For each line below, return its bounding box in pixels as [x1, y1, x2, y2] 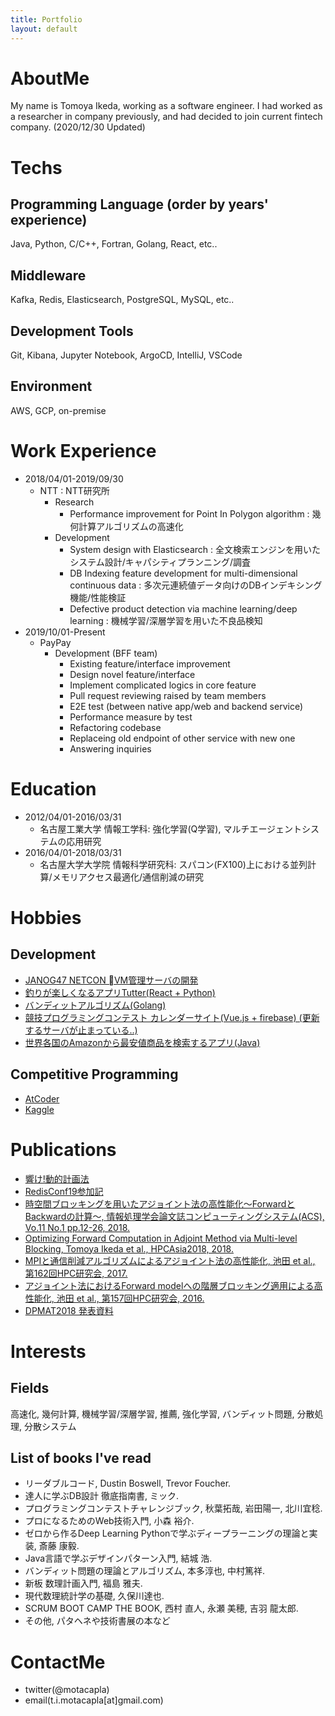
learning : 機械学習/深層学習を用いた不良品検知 [69, 614, 263, 626]
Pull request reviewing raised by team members [69, 689, 267, 701]
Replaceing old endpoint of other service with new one [69, 732, 296, 744]
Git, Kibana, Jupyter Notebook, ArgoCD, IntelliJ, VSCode [10, 349, 243, 361]
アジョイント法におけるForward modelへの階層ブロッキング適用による [24, 1279, 315, 1291]
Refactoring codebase [69, 721, 162, 733]
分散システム [23, 1420, 77, 1432]
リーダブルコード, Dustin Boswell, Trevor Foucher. [24, 1477, 232, 1490]
